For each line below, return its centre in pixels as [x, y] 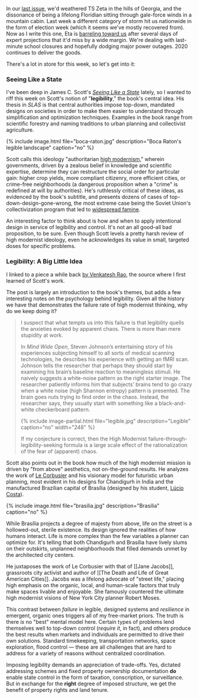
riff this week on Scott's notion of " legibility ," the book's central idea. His [95, 99]
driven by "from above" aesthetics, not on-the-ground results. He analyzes [98, 469]
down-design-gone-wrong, [39, 203]
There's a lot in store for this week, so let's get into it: [71, 64]
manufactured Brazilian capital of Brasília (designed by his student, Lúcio [95, 488]
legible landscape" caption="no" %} [50, 148]
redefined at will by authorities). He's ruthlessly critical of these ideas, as [95, 191]
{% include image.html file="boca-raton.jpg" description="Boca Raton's [94, 141]
